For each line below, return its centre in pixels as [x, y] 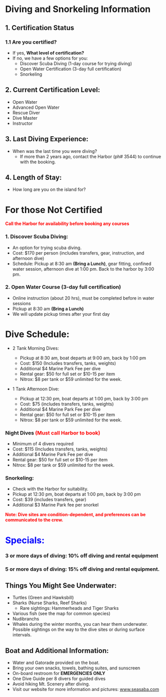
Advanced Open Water [36, 107]
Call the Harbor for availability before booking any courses [67, 223]
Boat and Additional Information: [57, 651]
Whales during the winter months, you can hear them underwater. [80, 624]
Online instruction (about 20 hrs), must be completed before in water [83, 298]
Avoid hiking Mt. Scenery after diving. [51, 684]
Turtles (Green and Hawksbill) [43, 598]
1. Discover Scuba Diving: [37, 237]
